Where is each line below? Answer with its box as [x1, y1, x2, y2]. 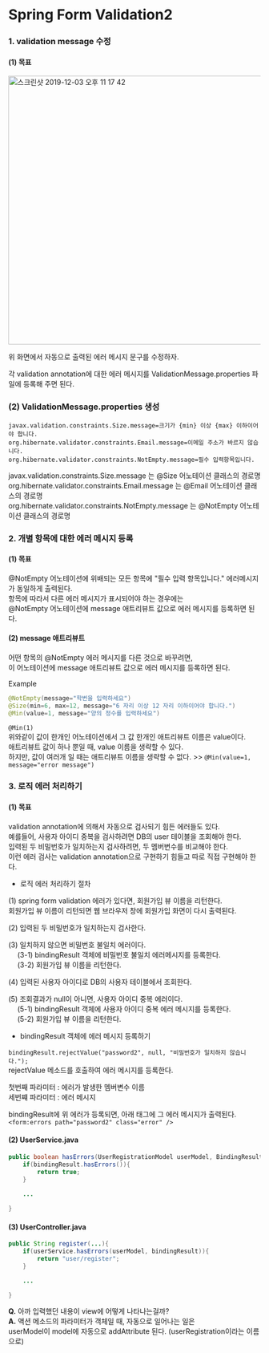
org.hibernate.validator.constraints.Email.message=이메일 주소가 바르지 [8, 439, 244, 447]
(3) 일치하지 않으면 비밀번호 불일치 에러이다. [8, 940, 147, 950]
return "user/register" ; [37, 1254, 120, 1262]
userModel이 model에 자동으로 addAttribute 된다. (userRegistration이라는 [8, 1327, 245, 1336]
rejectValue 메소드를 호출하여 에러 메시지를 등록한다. [8, 1065, 174, 1075]
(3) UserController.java [8, 1221, 86, 1232]
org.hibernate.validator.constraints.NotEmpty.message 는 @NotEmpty [8, 500, 239, 510]
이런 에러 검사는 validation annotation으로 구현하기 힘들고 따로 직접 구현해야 [8, 852, 248, 861]
